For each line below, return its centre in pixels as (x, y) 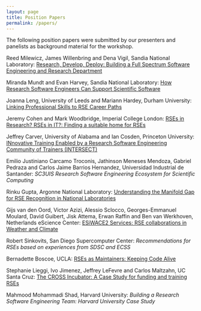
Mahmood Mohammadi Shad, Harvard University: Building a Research (93, 295)
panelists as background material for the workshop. (70, 46)
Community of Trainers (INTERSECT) (52, 149)
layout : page (22, 12)
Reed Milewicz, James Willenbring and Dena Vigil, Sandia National (88, 58)
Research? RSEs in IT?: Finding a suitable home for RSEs (76, 125)
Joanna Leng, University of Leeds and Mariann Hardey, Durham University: (99, 100)
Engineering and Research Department (54, 71)
